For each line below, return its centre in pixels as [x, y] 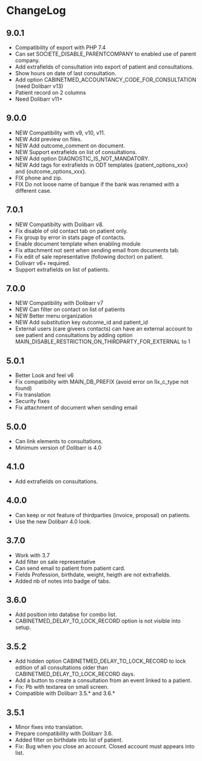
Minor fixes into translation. [49, 727]
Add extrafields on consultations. [56, 481]
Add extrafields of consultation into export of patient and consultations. [104, 67]
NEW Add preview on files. [49, 139]
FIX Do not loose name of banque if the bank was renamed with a [97, 184]
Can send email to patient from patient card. [70, 568]
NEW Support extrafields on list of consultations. [76, 152]
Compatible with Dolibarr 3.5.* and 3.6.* [65, 693]
